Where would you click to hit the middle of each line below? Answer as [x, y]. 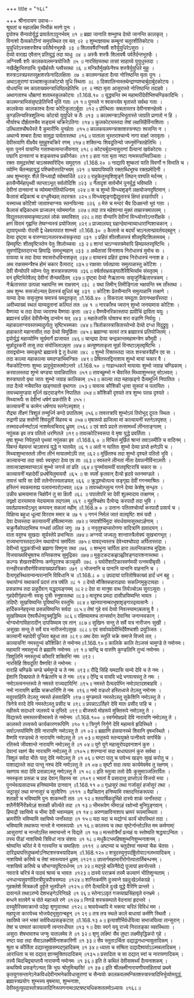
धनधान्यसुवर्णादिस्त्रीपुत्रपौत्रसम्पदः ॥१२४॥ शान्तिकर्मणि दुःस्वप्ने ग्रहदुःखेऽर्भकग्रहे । [81, 880]
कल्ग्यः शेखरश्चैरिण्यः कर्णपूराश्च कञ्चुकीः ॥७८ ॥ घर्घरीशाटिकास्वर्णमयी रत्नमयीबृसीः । [86, 562]
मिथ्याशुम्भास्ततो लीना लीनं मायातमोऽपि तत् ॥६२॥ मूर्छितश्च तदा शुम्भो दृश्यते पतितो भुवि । [89, 454]
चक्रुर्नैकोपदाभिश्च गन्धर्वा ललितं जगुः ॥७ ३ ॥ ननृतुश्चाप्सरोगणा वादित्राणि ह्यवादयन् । [85, 528]
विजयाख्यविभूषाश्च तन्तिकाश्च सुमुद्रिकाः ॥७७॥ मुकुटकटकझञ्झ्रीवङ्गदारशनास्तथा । [85, 555]
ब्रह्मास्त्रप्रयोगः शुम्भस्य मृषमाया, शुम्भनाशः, [44, 981]
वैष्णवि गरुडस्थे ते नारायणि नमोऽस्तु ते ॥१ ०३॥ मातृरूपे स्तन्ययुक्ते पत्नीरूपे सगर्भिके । [86, 738]
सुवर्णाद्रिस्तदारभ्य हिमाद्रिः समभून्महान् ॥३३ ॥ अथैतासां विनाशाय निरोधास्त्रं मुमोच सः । [86, 251]
